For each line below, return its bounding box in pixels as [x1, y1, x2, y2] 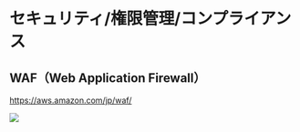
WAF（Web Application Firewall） [9, 70, 206, 86]
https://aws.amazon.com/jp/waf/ [9, 95, 132, 106]
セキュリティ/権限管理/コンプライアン [9, 8, 292, 29]
